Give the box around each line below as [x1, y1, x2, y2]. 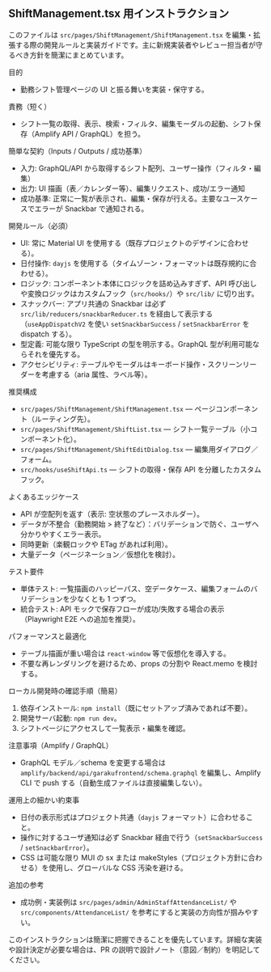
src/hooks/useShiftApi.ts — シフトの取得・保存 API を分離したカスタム [19, 464, 261, 474]
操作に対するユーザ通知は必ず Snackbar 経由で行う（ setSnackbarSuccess [19, 832, 263, 842]
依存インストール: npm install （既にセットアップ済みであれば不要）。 [19, 703, 252, 712]
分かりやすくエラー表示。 [19, 529, 106, 539]
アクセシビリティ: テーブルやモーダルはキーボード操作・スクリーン [19, 359, 243, 369]
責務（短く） [8, 101, 51, 111]
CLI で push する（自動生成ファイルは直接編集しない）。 [19, 778, 207, 788]
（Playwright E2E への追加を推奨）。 [19, 614, 140, 623]
